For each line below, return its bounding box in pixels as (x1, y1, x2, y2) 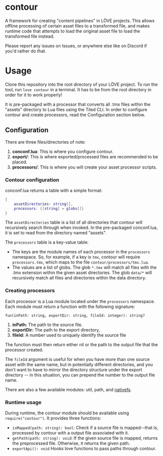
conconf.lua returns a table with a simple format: (5, 187, 102, 193)
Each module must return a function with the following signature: (5, 304, 135, 309)
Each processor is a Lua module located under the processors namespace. (5, 298, 155, 304)
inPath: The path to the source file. (12, 322, 83, 328)
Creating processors (5, 287, 55, 294)
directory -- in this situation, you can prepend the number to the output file (5, 372, 155, 378)
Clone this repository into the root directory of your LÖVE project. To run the (5, 81, 158, 87)
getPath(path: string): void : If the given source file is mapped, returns (12, 435, 158, 441)
